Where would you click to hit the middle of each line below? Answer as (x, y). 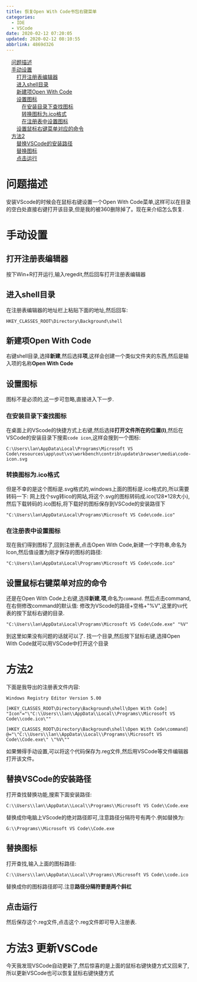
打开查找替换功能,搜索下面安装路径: (49, 794)
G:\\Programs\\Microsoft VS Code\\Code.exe (60, 828)
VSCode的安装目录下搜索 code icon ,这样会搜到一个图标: (73, 437)
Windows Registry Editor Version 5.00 (54, 698)
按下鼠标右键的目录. (40, 613)
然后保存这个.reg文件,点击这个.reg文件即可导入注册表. (71, 922)
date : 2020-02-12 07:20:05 (39, 34)
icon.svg (17, 459)
